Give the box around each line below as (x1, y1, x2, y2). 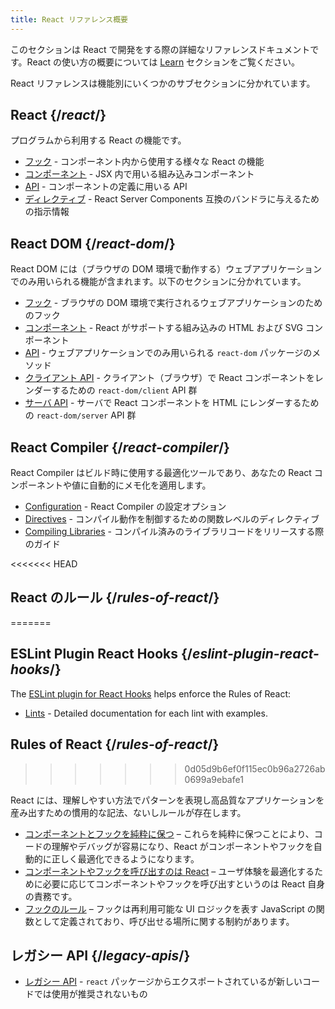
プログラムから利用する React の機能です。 (10, 134, 187, 146)
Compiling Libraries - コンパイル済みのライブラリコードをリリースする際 (24, 526, 325, 538)
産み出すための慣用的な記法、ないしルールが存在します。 (10, 806, 247, 818)
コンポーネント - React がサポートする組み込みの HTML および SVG (24, 322, 304, 334)
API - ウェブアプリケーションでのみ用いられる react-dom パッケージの (24, 347, 313, 359)
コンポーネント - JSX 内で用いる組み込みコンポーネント (24, 168, 255, 180)
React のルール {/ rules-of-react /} (10, 589, 220, 606)
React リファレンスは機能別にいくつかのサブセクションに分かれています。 (10, 77, 316, 89)
